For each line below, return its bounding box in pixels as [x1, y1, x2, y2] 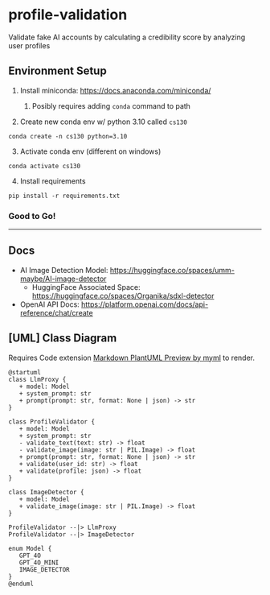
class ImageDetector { [8, 488, 84, 496]
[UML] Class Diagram [8, 332, 117, 345]
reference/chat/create [19, 308, 94, 317]
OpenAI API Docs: [19, 300, 80, 309]
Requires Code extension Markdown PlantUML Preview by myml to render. [8, 353, 256, 362]
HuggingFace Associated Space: [31, 282, 141, 291]
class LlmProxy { [8, 375, 67, 383]
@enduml [8, 580, 35, 588]
